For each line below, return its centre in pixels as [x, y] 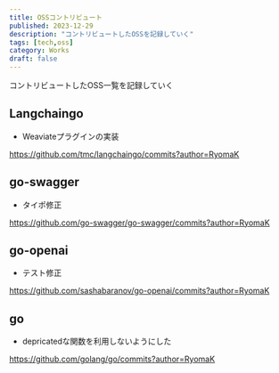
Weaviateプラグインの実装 [70, 136]
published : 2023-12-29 [51, 26]
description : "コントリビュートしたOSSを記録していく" [102, 34]
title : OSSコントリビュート [56, 17]
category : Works [39, 51]
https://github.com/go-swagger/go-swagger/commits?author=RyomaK [139, 223]
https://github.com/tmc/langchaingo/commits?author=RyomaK [124, 154]
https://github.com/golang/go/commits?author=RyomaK [112, 359]
